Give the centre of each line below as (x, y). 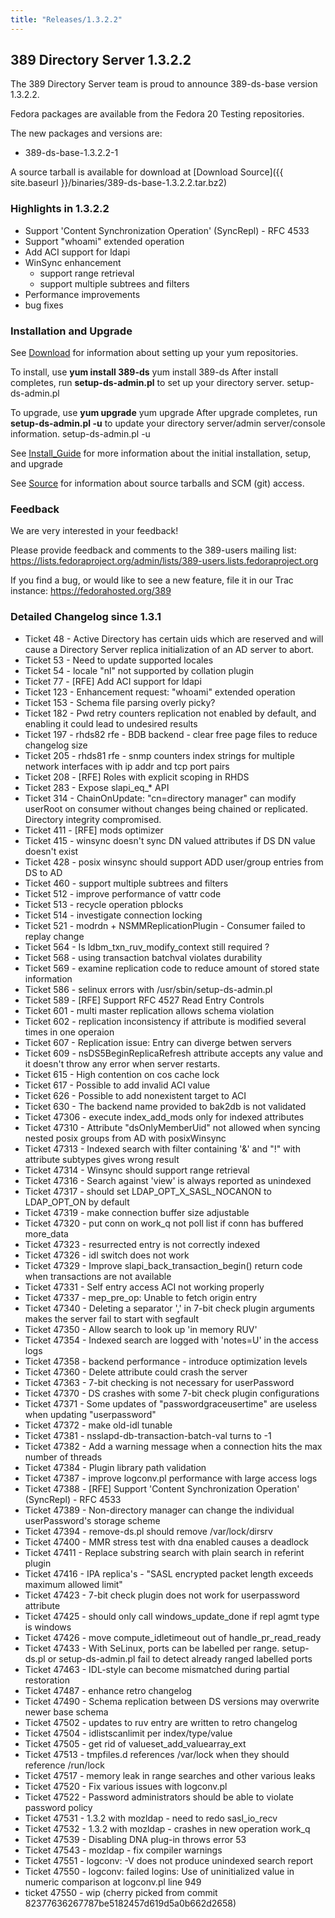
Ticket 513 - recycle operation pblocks (104, 904)
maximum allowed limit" (73, 1584)
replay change (54, 936)
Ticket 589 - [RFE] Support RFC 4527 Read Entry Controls (144, 1000)
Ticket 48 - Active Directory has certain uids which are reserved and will (174, 638)
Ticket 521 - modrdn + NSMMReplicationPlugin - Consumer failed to (165, 925)
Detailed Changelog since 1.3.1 (86, 617)
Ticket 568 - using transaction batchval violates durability (143, 957)
